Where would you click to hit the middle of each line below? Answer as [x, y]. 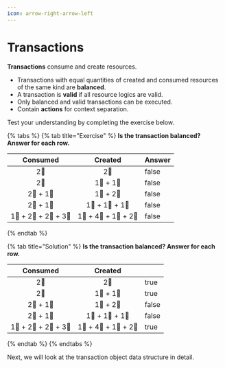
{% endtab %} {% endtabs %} [50, 343]
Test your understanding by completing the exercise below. [91, 122]
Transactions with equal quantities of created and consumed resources [118, 80]
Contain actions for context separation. [73, 109]
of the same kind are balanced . [61, 87]
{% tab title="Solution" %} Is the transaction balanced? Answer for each [111, 246]
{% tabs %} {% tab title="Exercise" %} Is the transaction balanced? [104, 135]
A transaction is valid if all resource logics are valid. [90, 94]
